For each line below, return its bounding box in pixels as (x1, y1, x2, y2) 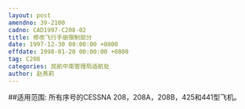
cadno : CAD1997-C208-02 (8, 26, 87, 34)
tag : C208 (8, 56, 41, 64)
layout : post (8, 11, 51, 20)
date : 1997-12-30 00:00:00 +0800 (8, 41, 119, 49)
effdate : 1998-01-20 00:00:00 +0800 (8, 48, 129, 56)
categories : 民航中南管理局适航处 (8, 63, 110, 71)
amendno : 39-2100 (8, 19, 66, 27)
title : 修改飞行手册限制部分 (8, 33, 92, 42)
